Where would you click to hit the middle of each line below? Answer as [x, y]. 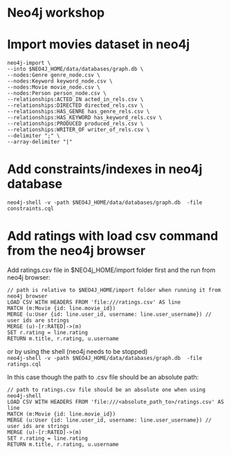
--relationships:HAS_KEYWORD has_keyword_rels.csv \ [85, 118]
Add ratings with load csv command [113, 236]
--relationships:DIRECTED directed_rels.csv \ [75, 105]
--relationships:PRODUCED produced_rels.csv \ [75, 124]
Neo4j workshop [56, 13]
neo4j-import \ [29, 63]
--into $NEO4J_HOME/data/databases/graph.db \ [75, 69]
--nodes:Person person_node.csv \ [57, 94]
